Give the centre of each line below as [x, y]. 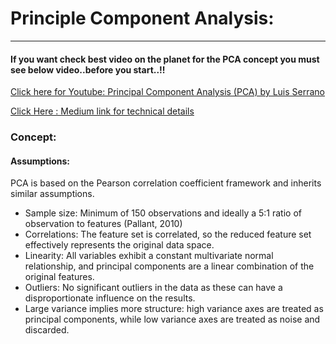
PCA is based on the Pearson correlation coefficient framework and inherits [166, 183]
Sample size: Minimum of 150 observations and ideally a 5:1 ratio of [163, 213]
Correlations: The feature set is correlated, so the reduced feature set [168, 234]
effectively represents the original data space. [119, 245]
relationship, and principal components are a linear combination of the [169, 266]
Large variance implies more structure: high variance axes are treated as [174, 309]
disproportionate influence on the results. [110, 298]
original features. [59, 277]
